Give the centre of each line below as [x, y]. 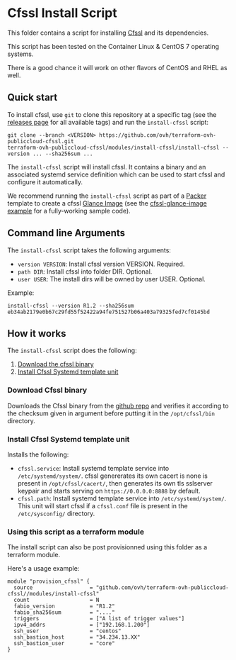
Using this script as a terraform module [76, 532]
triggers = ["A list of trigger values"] [99, 619]
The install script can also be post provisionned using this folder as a [107, 547]
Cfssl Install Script [63, 13]
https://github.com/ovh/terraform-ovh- [158, 135]
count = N [57, 600]
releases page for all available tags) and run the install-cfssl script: [108, 122]
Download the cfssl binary [55, 364]
